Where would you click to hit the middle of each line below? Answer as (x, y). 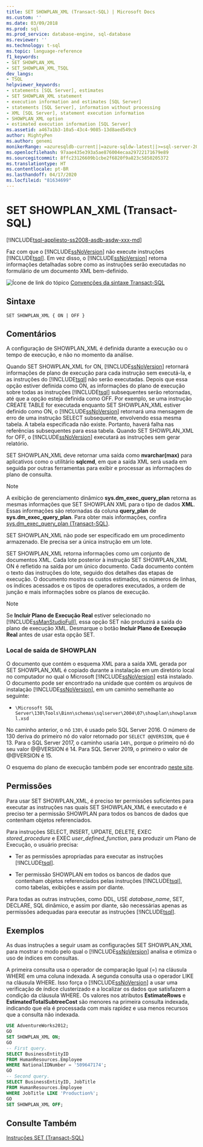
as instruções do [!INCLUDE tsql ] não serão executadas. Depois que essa (97, 380)
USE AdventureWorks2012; (37, 1026)
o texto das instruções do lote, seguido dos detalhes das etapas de (90, 573)
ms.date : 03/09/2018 (32, 23)
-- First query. (27, 1048)
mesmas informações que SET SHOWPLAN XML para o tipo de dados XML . (101, 505)
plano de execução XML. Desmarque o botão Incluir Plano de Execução (96, 628)
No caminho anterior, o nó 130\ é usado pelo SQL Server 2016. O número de (101, 729)
